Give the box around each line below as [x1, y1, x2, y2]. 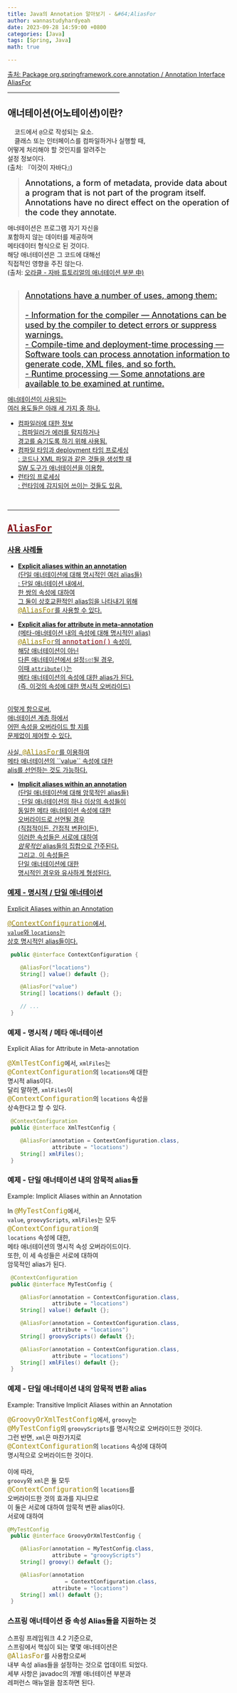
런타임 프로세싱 [17, 472, 60, 481]
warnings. [24, 329, 63, 340]
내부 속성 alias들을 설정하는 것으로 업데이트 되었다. [7, 1660, 148, 1669]
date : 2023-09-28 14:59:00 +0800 [7, 23, 107, 31]
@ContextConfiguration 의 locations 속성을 [7, 1094, 148, 1104]
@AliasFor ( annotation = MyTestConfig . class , [20, 1546, 154, 1553]
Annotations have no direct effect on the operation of [24, 196, 230, 207]
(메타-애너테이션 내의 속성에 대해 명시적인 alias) [17, 628, 151, 637]
